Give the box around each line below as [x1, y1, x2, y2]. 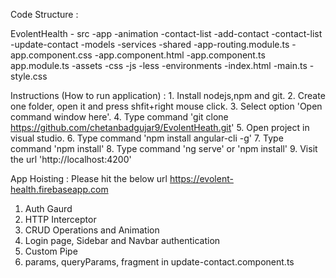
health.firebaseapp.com [10, 184, 109, 195]
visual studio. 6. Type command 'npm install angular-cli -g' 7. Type [10, 132, 284, 144]
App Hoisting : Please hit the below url [10, 173, 168, 184]
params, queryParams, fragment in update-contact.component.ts [24, 256, 295, 268]
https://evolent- [169, 173, 234, 184]
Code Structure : [10, 9, 79, 20]
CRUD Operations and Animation [24, 224, 160, 236]
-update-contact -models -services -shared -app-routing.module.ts [10, 39, 290, 50]
